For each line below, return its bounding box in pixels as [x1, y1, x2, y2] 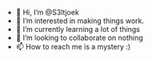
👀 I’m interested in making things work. [15, 16, 145, 26]
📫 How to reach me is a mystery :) [15, 42, 131, 51]
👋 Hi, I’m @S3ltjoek [15, 8, 80, 17]
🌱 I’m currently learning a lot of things [15, 25, 140, 33]
